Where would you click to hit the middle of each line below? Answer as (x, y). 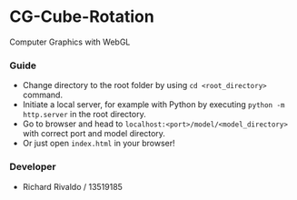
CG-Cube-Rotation (82, 17)
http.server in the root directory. (84, 115)
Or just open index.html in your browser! (99, 144)
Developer (33, 167)
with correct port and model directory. (94, 134)
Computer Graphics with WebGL (70, 42)
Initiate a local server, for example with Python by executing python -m (153, 105)
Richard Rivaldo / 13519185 (72, 186)
